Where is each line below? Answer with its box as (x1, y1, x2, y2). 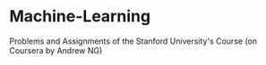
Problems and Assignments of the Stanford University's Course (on (9, 36, 258, 46)
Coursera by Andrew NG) (9, 45, 103, 55)
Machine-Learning (9, 6, 150, 27)
